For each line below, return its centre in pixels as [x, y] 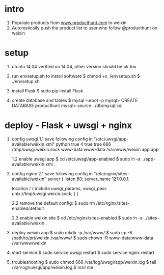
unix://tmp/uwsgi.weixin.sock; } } [45, 193]
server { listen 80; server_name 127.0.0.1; [88, 179]
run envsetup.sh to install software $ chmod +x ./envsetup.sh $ [76, 76]
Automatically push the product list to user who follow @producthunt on [84, 27]
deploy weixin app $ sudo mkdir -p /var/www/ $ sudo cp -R [72, 232]
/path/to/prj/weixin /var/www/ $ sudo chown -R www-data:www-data [82, 238]
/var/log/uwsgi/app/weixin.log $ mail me [53, 267]
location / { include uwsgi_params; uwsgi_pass [59, 188]
